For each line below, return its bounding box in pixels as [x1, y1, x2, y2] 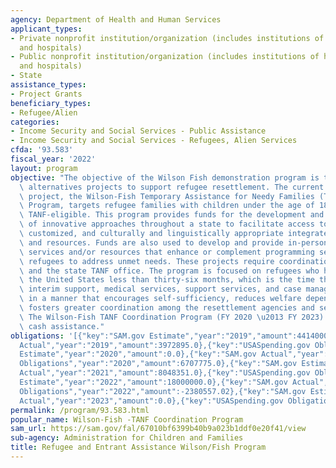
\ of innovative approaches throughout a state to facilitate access [19, 219, 315, 230]
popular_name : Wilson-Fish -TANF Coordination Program [10, 414, 244, 425]
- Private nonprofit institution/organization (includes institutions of [10, 33, 325, 43]
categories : [10, 117, 60, 127]
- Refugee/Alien [10, 107, 78, 118]
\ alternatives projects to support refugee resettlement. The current [19, 182, 325, 192]
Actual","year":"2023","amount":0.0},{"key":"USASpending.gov [19, 396, 284, 406]
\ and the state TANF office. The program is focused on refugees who [19, 266, 320, 276]
